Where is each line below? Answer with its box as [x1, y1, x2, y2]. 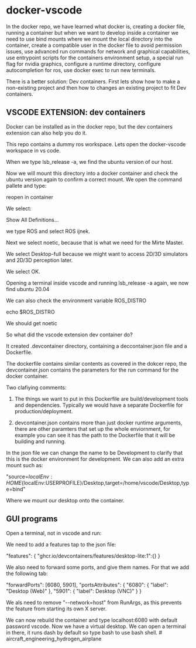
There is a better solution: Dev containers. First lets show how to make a [6, 77, 180, 85]
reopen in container [6, 193, 54, 200]
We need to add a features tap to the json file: [6, 541, 116, 548]
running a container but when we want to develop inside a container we [6, 29, 178, 36]
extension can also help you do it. [6, 129, 87, 136]
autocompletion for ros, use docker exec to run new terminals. [6, 66, 156, 73]
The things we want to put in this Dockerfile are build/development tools [14, 395, 189, 402]
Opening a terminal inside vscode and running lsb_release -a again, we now [6, 279, 189, 286]
